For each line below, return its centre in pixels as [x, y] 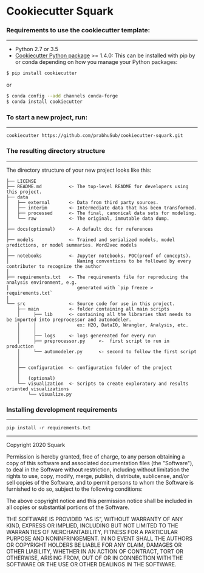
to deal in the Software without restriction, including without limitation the [98, 469]
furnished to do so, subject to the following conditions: [74, 489]
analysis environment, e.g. [42, 282]
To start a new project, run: [47, 118]
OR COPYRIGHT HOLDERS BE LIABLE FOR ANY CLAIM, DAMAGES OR [94, 545]
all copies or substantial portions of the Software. [68, 507]
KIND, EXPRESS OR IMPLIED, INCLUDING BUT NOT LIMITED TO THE [92, 526]
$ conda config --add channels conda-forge [62, 96]
